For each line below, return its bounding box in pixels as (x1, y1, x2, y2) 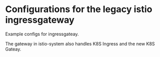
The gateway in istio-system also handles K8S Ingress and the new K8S (5, 40, 155, 46)
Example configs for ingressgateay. (5, 31, 79, 37)
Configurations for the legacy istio (5, 4, 153, 15)
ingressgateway (5, 14, 75, 26)
